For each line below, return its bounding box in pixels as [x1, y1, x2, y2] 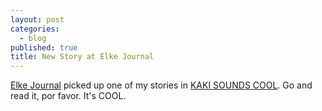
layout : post [10, 14, 65, 25]
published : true [10, 42, 78, 53]
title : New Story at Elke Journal [10, 52, 155, 62]
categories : [10, 24, 60, 34]
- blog [19, 33, 47, 43]
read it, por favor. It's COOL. [10, 90, 127, 102]
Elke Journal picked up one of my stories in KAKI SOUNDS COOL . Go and [10, 79, 313, 91]
